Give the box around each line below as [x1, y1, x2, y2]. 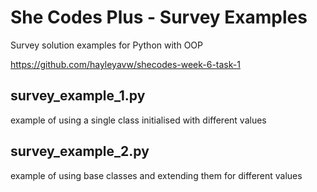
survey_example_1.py [10, 87, 146, 105]
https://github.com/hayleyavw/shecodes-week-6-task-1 [10, 58, 241, 70]
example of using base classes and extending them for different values [10, 169, 303, 181]
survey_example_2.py [10, 143, 150, 160]
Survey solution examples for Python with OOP [10, 39, 203, 51]
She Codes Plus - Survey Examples [10, 6, 308, 29]
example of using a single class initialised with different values [10, 114, 267, 126]
